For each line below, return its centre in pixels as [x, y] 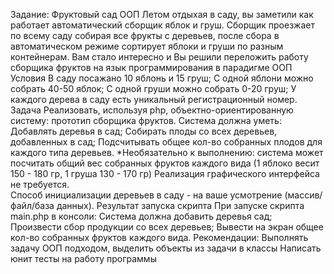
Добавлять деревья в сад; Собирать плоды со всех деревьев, [144, 131]
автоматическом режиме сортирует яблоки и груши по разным [147, 46]
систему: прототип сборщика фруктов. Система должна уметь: [146, 120]
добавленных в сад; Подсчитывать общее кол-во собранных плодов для [166, 142]
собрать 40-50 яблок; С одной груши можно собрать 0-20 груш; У [153, 88]
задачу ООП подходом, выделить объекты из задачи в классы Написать [166, 248]
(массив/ [303, 195]
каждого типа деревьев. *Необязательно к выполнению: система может [167, 152]
